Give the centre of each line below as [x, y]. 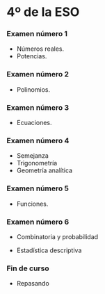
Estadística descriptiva [49, 250]
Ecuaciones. [34, 123]
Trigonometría [37, 163]
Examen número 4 [38, 141]
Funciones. [32, 204]
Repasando [33, 284]
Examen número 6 [38, 222]
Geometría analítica [45, 170]
